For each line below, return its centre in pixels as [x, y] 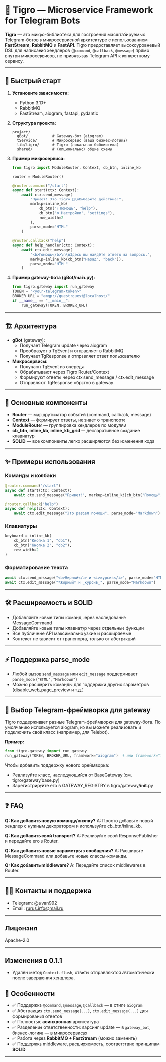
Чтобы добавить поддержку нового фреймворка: [57, 765]
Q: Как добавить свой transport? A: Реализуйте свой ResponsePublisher [82, 835]
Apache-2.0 [17, 940]
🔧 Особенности [30, 993]
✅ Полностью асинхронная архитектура [56, 1022]
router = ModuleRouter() [38, 176]
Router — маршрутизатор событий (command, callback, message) [82, 415]
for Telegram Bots [42, 21]
